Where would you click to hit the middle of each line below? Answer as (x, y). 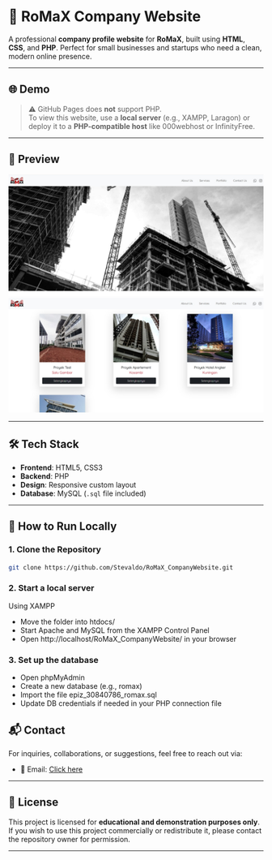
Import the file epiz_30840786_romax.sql (89, 695)
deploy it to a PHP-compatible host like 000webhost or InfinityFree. (142, 126)
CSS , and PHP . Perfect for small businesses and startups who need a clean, (135, 47)
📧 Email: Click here (51, 769)
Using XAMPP (32, 606)
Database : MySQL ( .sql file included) (83, 493)
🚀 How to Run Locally (63, 527)
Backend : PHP (45, 476)
